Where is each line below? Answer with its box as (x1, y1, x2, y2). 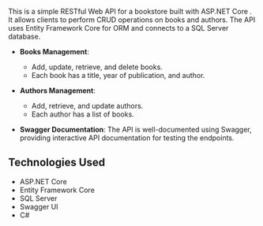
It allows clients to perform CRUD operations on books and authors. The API (8, 15, 256, 24)
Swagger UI (19, 202, 58, 211)
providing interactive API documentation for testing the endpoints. (19, 133, 235, 143)
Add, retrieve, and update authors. (31, 102, 144, 110)
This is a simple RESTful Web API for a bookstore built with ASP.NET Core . (8, 7, 253, 16)
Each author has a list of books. (31, 109, 134, 119)
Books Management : (19, 47, 89, 56)
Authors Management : (19, 86, 96, 95)
